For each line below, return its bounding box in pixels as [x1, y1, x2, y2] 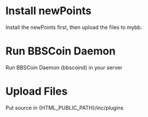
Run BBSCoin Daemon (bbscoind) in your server [5, 64, 123, 71]
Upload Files [5, 84, 68, 98]
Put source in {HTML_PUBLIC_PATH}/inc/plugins [5, 104, 124, 111]
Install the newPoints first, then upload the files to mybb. [5, 24, 143, 31]
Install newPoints [5, 4, 92, 18]
